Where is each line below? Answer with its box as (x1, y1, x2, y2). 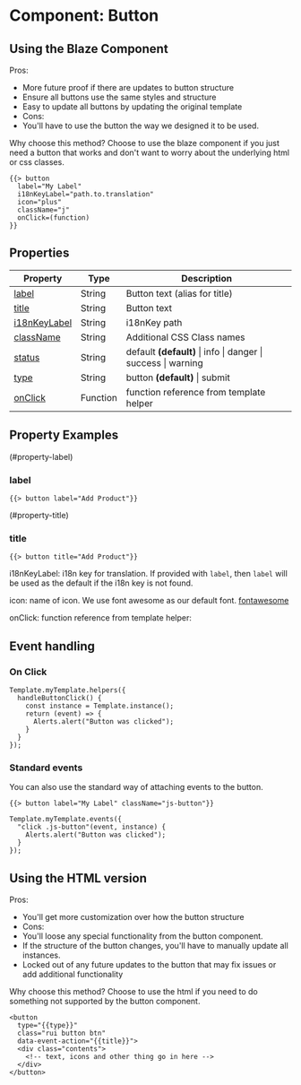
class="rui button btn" (17, 1029, 106, 1038)
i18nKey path (125, 316, 183, 328)
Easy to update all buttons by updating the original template (21, 101, 243, 112)
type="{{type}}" (17, 1021, 78, 1030)
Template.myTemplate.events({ (9, 815, 123, 824)
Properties (9, 246, 70, 261)
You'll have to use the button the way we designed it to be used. (21, 120, 260, 131)
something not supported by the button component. (9, 996, 201, 1007)
